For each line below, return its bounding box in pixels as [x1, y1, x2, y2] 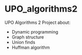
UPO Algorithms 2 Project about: [4, 19, 71, 25]
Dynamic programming [11, 29, 58, 35]
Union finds [11, 39, 35, 45]
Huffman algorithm [11, 44, 50, 50]
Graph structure [11, 34, 44, 40]
